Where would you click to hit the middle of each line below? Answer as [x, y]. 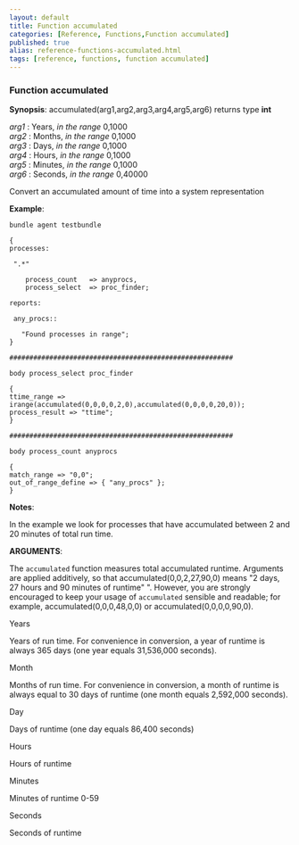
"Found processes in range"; [75, 335]
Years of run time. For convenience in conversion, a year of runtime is [137, 641]
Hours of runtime [41, 764]
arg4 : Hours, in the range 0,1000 [70, 155]
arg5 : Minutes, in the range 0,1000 [74, 165]
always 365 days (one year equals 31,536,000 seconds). [113, 650]
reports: [25, 303]
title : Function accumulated [63, 26]
